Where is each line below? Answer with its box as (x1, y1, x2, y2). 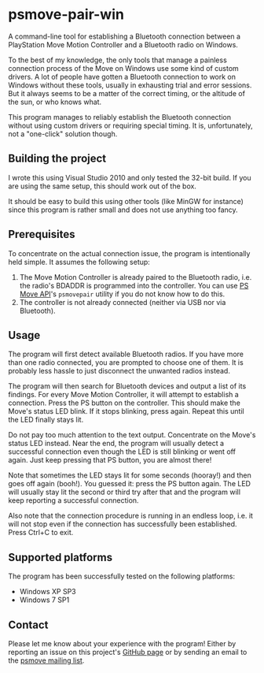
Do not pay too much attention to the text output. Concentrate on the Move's (8, 430, 256, 440)
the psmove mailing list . (8, 656, 85, 665)
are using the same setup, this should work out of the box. (8, 181, 196, 191)
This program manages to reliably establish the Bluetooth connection (8, 112, 232, 121)
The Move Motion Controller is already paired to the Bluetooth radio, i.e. (19, 272, 252, 281)
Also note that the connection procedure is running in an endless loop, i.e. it (8, 511, 254, 521)
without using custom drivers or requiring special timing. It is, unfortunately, (8, 121, 253, 130)
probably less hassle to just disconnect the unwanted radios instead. (8, 366, 230, 376)
